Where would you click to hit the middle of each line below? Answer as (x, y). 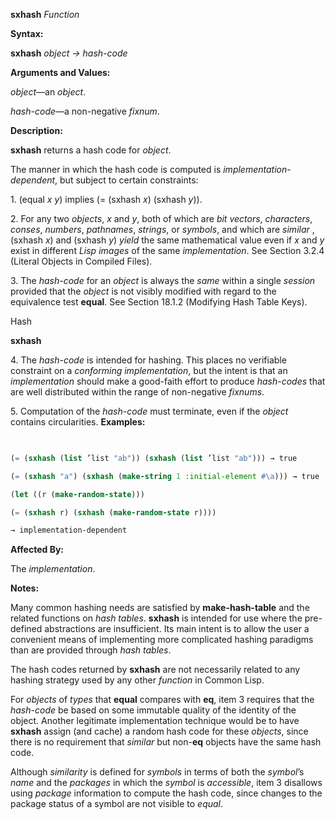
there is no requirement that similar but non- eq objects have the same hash (166, 742)
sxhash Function (45, 14)
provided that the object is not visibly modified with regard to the (143, 291)
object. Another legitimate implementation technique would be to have (155, 721)
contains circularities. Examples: (78, 422)
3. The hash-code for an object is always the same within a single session (163, 280)
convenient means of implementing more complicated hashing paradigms (162, 640)
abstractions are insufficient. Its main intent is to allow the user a (177, 629)
